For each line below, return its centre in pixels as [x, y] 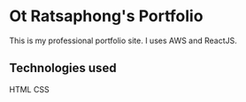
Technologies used [63, 68]
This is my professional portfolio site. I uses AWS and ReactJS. [123, 40]
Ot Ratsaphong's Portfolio [106, 16]
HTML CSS [30, 89]
